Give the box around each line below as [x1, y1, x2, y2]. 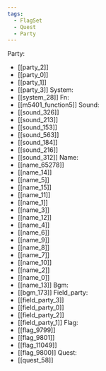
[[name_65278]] [17, 160, 65, 170]
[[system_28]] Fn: [17, 93, 69, 102]
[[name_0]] [17, 273, 50, 282]
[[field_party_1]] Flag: [17, 319, 79, 327]
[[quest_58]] [17, 356, 54, 365]
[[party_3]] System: [17, 86, 74, 94]
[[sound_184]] [17, 139, 58, 147]
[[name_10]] [17, 259, 52, 267]
